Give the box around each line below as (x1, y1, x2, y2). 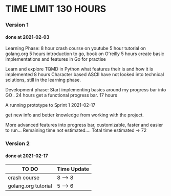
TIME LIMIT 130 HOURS (5, 3, 106, 15)
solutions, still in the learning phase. (5, 77, 81, 83)
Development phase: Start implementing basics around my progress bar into (5, 87, 166, 93)
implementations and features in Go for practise (5, 56, 106, 62)
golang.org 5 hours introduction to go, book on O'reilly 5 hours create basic (5, 51, 165, 57)
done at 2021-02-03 (5, 34, 50, 40)
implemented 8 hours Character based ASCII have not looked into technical (5, 71, 164, 78)
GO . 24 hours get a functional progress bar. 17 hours (5, 92, 118, 99)
